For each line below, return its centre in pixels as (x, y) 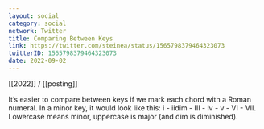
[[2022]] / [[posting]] (43, 83)
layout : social (34, 16)
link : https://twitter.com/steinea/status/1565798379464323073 (117, 46)
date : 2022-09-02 (37, 61)
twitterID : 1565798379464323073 (62, 53)
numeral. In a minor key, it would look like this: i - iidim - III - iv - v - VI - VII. (132, 108)
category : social (37, 23)
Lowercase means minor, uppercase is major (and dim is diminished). (124, 116)
